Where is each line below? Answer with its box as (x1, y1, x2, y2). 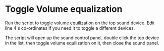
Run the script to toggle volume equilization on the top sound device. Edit (5, 20, 155, 26)
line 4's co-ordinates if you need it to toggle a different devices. (5, 25, 135, 31)
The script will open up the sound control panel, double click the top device (5, 35, 160, 41)
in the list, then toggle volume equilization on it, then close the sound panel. (5, 40, 160, 46)
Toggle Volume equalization (5, 3, 123, 15)
